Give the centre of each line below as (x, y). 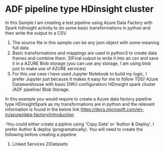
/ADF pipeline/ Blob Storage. (41, 89)
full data (20, 48)
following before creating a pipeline (41, 134)
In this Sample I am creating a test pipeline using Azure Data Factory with (79, 23)
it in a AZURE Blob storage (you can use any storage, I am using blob (82, 63)
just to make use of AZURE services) (49, 68)
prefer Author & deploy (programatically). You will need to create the (74, 129)
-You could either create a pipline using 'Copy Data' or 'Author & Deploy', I (80, 124)
